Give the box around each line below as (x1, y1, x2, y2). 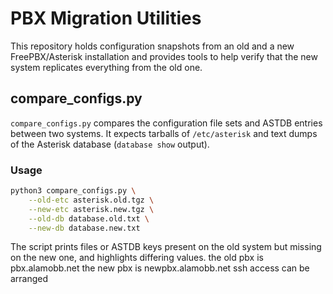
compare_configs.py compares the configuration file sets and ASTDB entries (10, 117, 323, 129)
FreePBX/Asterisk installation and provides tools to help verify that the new (10, 50, 318, 62)
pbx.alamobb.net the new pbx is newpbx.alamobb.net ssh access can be (10, 262, 310, 274)
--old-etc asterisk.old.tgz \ (28, 195, 155, 205)
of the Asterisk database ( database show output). (10, 138, 210, 150)
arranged (10, 273, 49, 285)
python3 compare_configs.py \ (10, 186, 137, 196)
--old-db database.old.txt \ (28, 213, 150, 224)
